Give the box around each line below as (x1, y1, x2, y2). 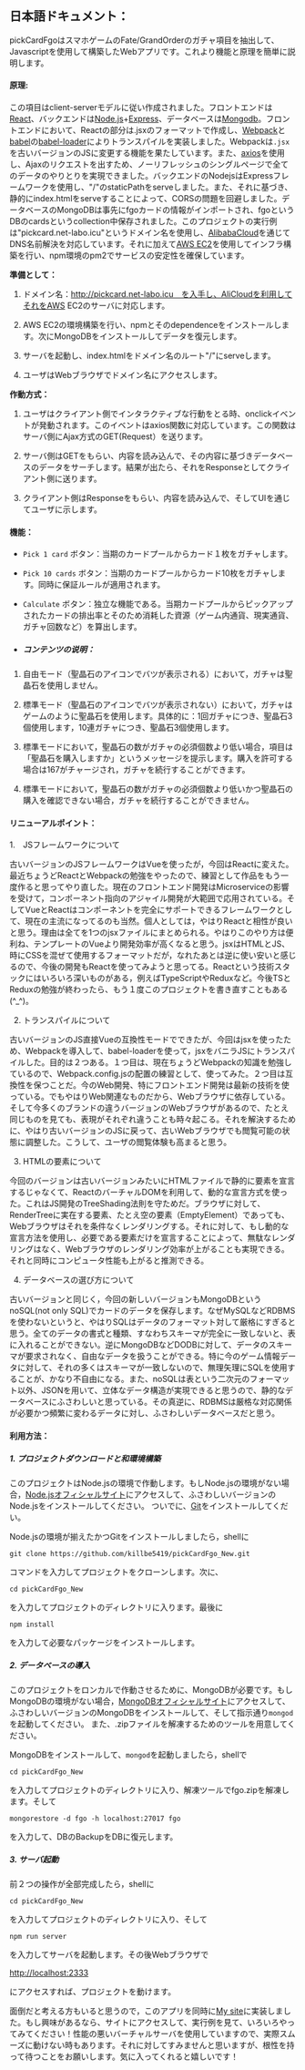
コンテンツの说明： (22, 643, 96, 654)
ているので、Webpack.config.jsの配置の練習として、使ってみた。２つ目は (9, 1069, 286, 1080)
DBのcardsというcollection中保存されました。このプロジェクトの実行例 (9, 216, 278, 227)
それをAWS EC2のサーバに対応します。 (22, 300, 170, 312)
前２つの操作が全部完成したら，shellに (9, 1878, 155, 1889)
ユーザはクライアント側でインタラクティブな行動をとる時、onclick (22, 408, 273, 419)
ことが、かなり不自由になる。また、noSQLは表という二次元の (16, 1374, 250, 1385)
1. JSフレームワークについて (9, 839, 120, 850)
